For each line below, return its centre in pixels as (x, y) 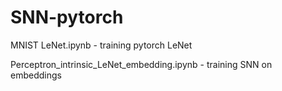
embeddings (36, 75)
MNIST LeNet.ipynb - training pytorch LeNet (101, 45)
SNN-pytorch (67, 17)
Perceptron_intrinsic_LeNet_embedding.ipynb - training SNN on (141, 64)
